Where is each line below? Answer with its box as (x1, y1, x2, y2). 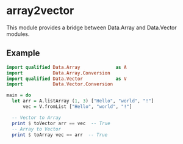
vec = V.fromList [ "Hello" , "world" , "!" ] (22, 104, 132, 110)
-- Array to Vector (12, 126, 62, 132)
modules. (6, 30, 30, 37)
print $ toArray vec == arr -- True (12, 132, 108, 138)
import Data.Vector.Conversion (6, 81, 113, 87)
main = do (6, 92, 32, 98)
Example (6, 48, 40, 59)
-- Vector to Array (12, 114, 62, 121)
